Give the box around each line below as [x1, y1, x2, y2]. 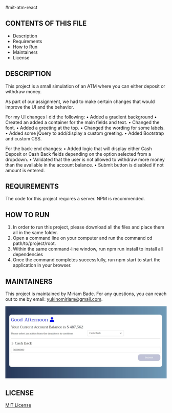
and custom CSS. [5, 135, 42, 141]
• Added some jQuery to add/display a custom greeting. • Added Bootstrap [5, 130, 164, 136]
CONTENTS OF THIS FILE [5, 19, 87, 28]
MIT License [5, 402, 32, 408]
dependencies [12, 251, 44, 258]
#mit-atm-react [5, 5, 38, 10]
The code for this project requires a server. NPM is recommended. [5, 196, 145, 202]
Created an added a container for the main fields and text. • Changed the [5, 119, 160, 125]
